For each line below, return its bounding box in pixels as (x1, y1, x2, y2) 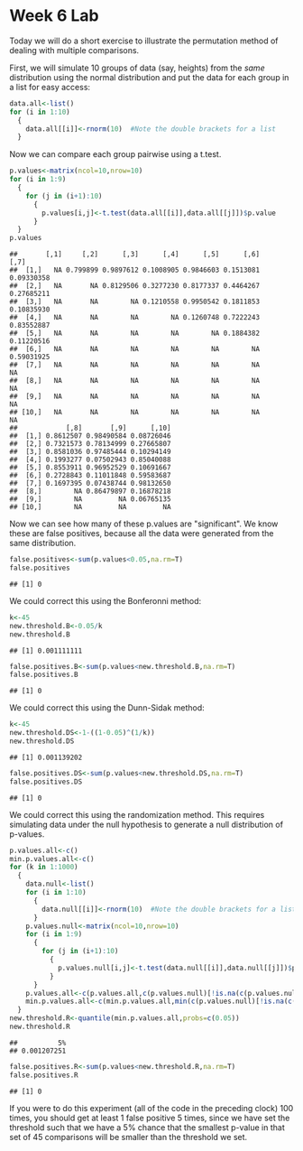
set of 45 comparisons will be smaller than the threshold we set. (9, 1131, 248, 1142)
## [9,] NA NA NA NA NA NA (9, 392, 260, 402)
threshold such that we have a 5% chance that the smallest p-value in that (9, 1121, 286, 1133)
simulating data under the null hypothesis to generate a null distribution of (9, 819, 284, 830)
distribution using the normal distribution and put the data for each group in (9, 71, 289, 82)
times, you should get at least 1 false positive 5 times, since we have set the (9, 1112, 290, 1123)
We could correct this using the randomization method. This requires (9, 809, 265, 820)
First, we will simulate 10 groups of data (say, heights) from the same (9, 62, 265, 73)
